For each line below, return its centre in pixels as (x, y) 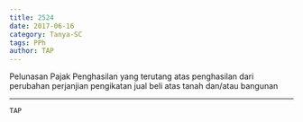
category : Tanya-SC (46, 34)
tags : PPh (28, 43)
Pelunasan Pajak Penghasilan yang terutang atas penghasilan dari (132, 76)
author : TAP (32, 51)
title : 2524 (32, 17)
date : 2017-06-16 (42, 26)
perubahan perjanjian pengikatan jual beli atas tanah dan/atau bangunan (144, 86)
